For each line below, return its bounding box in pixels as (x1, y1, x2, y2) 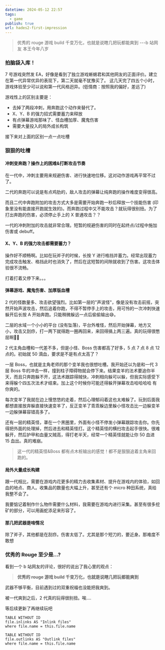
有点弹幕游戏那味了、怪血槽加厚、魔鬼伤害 (12, 117, 99, 123)
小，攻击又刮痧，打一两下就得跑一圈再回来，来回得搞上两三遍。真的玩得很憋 (5, 328, 160, 334)
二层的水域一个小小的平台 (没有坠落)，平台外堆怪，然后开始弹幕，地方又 (5, 322, 152, 328)
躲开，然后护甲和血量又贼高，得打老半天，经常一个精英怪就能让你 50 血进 (5, 432, 155, 438)
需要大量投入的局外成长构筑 (12, 123, 69, 129)
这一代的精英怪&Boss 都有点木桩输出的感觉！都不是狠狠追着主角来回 (17, 448, 156, 454)
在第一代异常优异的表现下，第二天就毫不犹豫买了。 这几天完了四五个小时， (5, 77, 157, 84)
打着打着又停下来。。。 (5, 275, 48, 281)
